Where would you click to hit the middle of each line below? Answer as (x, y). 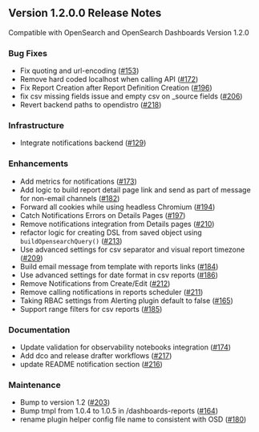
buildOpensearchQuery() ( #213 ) (71, 240)
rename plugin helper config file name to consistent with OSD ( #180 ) (133, 419)
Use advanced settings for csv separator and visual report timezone (132, 249)
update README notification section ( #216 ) (91, 364)
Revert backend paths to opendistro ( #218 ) (91, 105)
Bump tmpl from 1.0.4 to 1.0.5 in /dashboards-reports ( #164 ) (119, 411)
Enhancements (38, 164)
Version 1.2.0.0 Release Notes (85, 13)
